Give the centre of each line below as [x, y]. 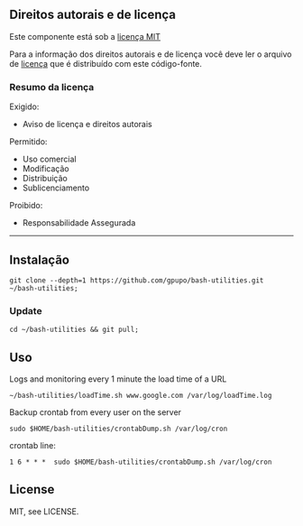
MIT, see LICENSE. [44, 511]
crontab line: [32, 446]
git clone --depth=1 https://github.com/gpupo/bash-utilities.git [137, 280]
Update [26, 310]
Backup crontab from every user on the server [96, 412]
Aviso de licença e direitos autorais [87, 125]
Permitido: [28, 142]
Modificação [46, 169]
